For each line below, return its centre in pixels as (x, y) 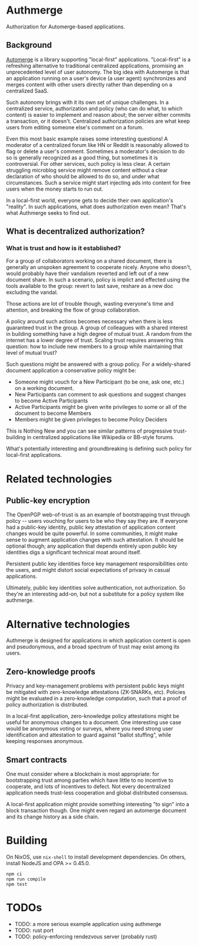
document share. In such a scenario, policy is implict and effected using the (98, 280)
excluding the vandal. (32, 292)
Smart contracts (37, 760)
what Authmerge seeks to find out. (48, 212)
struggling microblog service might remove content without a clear (87, 170)
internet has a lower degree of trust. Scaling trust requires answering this (95, 341)
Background (29, 45)
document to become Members (53, 413)
